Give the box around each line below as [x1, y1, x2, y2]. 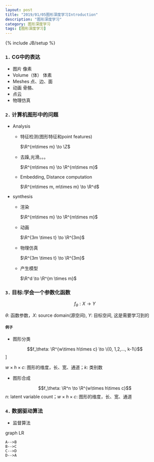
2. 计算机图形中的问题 [5, 111, 59, 119]
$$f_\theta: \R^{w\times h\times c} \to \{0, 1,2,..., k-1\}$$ [27, 346, 143, 352]
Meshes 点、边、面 [12, 79, 53, 85]
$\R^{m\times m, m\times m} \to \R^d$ [20, 184, 99, 190]
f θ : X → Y [74, 301, 96, 308]
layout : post [5, 7, 33, 13]
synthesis [12, 193, 33, 199]
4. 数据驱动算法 [5, 407, 43, 414]
